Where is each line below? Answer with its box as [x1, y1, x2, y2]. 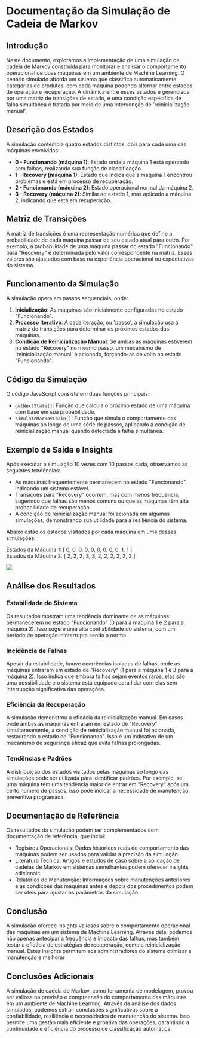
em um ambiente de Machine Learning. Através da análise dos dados [6, 1000, 176, 1007]
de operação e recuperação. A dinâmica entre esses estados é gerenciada [6, 88, 190, 95]
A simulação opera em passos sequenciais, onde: [6, 295, 128, 302]
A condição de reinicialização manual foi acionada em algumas [14, 510, 170, 518]
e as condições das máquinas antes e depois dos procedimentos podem [14, 883, 194, 890]
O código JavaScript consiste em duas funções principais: [6, 390, 150, 398]
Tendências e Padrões [6, 755, 72, 763]
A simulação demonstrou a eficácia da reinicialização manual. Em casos [6, 714, 183, 721]
